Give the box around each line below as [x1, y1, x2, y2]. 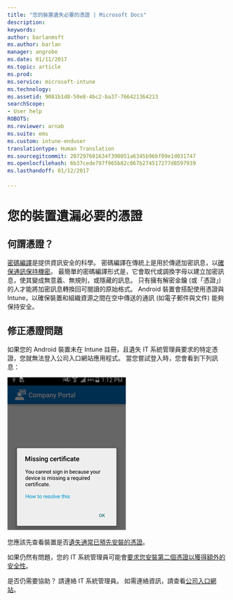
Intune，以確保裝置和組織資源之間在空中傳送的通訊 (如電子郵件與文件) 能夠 [7, 293, 225, 302]
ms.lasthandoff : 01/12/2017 [7, 168, 90, 175]
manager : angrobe [7, 49, 58, 56]
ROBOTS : [7, 115, 30, 123]
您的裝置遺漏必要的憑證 [7, 208, 143, 225]
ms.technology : [7, 85, 52, 93]
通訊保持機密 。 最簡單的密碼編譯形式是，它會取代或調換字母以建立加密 [13, 267, 218, 275]
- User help [7, 108, 42, 115]
